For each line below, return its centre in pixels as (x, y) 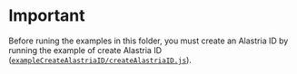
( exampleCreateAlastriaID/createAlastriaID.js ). (100, 60)
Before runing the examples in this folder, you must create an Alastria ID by (148, 41)
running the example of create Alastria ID (85, 50)
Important (47, 16)
